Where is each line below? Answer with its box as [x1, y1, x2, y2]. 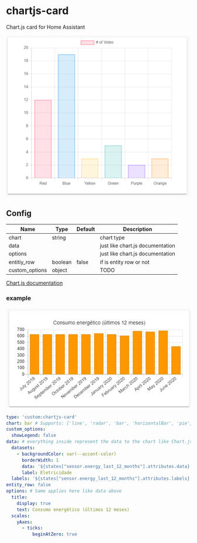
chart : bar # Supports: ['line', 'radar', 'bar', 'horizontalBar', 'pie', [6, 420, 193, 426]
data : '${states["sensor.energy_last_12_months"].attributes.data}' [21, 463, 193, 469]
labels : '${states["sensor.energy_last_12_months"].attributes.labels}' [11, 476, 193, 481]
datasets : [11, 445, 35, 451]
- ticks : [21, 525, 43, 531]
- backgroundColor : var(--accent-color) [16, 451, 117, 457]
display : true [16, 500, 51, 506]
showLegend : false [11, 432, 57, 439]
